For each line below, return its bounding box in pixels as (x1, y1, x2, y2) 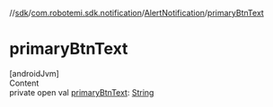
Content (9, 78, 40, 88)
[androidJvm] (9, 68, 60, 78)
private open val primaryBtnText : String (9, 86, 154, 97)
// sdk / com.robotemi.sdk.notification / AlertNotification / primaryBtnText (9, 8, 265, 18)
